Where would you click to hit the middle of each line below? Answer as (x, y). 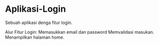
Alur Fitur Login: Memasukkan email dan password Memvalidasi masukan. (80, 32)
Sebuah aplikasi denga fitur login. (39, 22)
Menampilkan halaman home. (35, 37)
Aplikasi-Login (35, 9)
